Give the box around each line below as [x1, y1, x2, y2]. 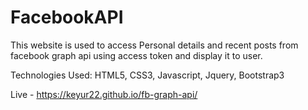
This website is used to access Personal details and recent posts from [10, 39, 299, 51]
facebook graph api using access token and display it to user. [10, 49, 263, 61]
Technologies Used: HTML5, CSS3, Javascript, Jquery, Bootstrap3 [10, 69, 285, 81]
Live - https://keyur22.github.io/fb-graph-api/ [10, 88, 198, 100]
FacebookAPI [10, 6, 124, 29]
